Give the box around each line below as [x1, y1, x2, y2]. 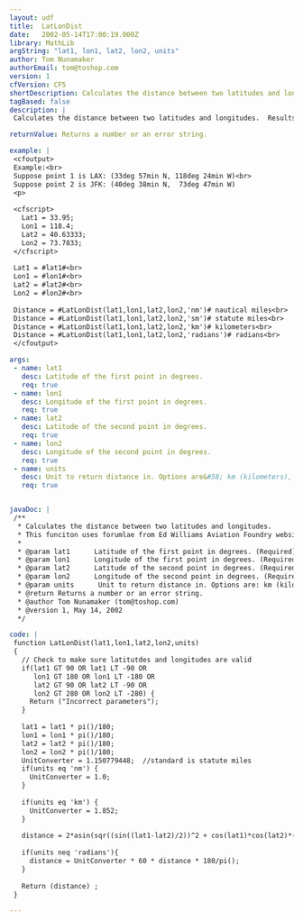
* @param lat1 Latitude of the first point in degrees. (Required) [17, 547, 297, 556]
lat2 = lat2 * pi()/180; [21, 739, 115, 748]
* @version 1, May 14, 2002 [17, 606, 124, 615]
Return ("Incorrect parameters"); [29, 698, 160, 707]
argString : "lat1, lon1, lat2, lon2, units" [9, 47, 179, 56]
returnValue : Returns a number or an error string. [9, 130, 207, 140]
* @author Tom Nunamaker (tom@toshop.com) [17, 597, 179, 606]
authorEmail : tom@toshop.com [9, 64, 119, 73]
